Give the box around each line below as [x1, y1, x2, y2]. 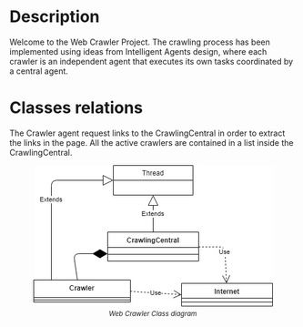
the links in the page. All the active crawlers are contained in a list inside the [9, 137, 294, 148]
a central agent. [9, 66, 68, 77]
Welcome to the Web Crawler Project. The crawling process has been [9, 36, 271, 47]
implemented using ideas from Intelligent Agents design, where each [9, 46, 268, 56]
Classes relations [9, 97, 144, 118]
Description [9, 6, 100, 27]
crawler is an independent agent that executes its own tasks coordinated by [9, 56, 294, 66]
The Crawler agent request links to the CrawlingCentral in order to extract [9, 128, 286, 138]
